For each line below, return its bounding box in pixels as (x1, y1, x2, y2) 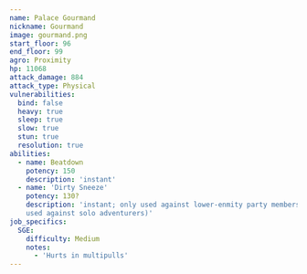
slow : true (17, 124, 59, 133)
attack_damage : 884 (9, 73, 84, 82)
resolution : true (17, 141, 84, 150)
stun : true (17, 132, 59, 142)
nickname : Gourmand (9, 22, 84, 31)
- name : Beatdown (17, 157, 84, 167)
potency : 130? (26, 192, 79, 201)
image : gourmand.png (9, 30, 89, 39)
